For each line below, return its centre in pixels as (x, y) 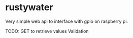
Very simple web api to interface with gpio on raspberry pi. (67, 21)
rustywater (29, 7)
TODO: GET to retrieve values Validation (47, 31)
